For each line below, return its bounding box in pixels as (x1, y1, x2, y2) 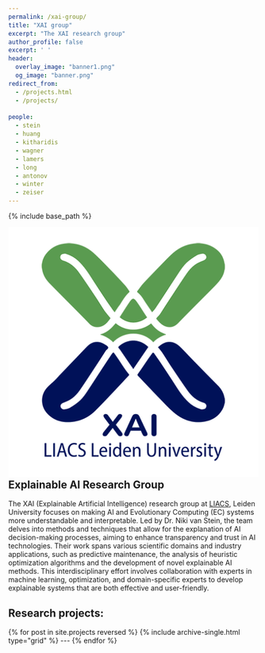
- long (15, 163, 37, 171)
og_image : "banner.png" (15, 71, 94, 79)
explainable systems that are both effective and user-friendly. (8, 583, 209, 593)
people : (8, 113, 34, 121)
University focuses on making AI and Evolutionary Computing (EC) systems (8, 508, 255, 517)
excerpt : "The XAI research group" (8, 29, 126, 37)
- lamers (15, 155, 44, 163)
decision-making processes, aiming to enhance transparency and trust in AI (8, 532, 256, 543)
